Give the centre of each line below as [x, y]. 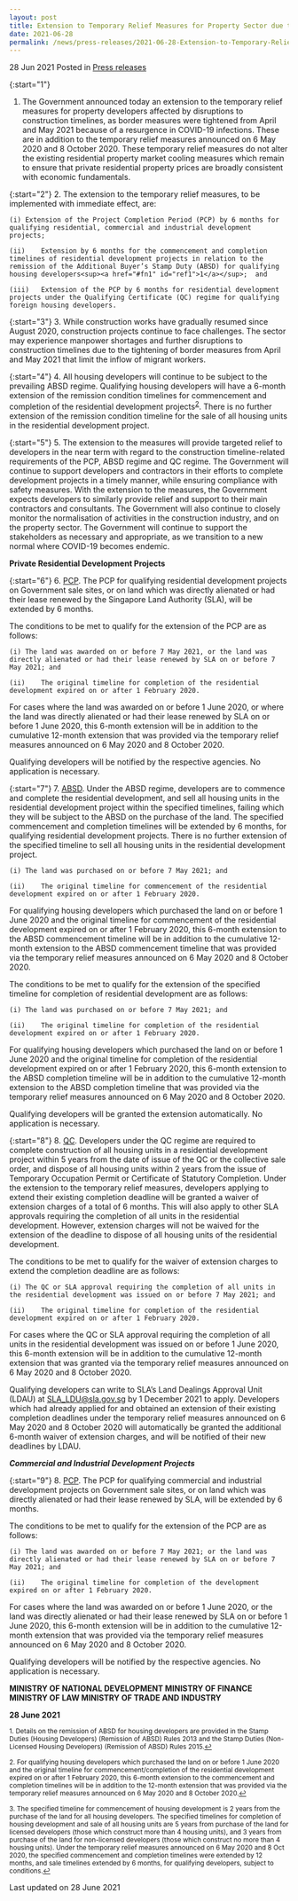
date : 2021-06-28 [41, 34]
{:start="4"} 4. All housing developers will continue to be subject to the [138, 377]
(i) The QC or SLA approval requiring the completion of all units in [142, 1287]
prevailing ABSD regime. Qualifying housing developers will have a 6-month [148, 386]
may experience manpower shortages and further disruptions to [126, 341]
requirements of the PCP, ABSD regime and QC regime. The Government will [149, 461]
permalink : [29, 42]
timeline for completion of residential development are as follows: [129, 994]
